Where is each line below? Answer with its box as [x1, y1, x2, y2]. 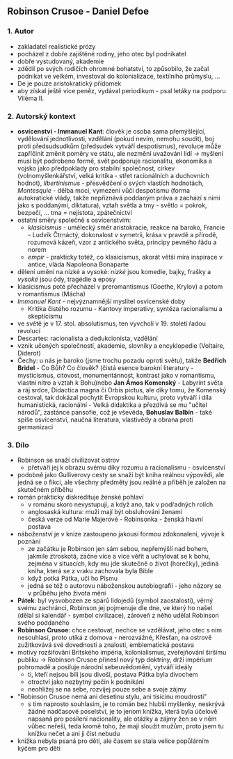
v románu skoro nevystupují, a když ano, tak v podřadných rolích [27, 500, 214, 509]
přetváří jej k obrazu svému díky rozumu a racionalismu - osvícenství [27, 463, 225, 472]
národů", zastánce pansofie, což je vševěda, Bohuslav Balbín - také [17, 408, 212, 416]
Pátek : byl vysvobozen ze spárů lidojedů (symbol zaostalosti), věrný [17, 596, 214, 605]
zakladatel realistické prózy [17, 42, 96, 51]
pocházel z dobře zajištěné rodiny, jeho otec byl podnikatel [17, 49, 186, 58]
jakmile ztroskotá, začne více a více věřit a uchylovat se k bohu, [27, 552, 211, 561]
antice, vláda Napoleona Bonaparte [27, 260, 129, 269]
